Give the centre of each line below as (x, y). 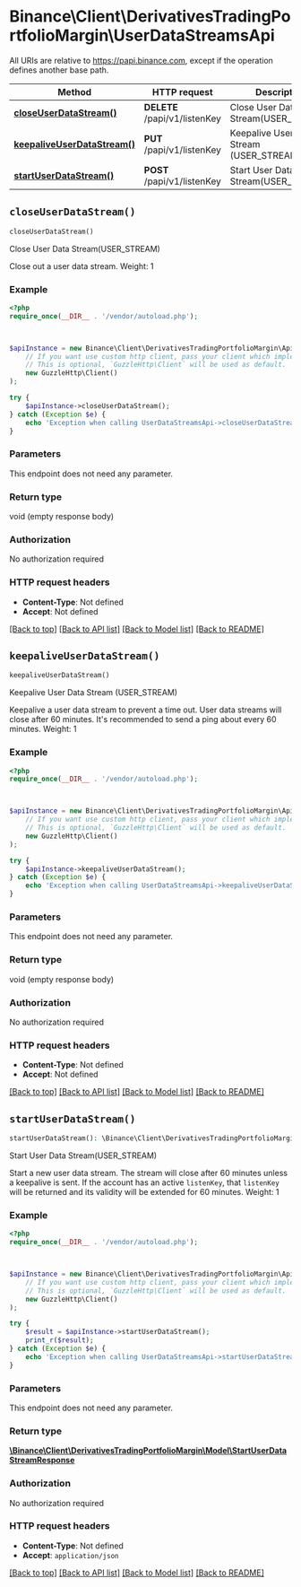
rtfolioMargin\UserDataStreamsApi (142, 35)
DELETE (161, 107)
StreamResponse (42, 1461)
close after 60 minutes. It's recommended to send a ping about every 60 (143, 719)
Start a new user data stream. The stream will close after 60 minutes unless (149, 1173)
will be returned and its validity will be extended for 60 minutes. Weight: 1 (144, 1191)
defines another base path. (59, 70)
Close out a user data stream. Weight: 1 (82, 266)
